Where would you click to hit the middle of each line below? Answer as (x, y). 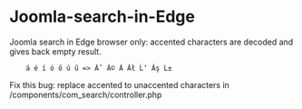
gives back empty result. (55, 51)
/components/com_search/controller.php (86, 94)
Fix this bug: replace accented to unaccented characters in (119, 84)
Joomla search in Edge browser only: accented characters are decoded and (151, 42)
